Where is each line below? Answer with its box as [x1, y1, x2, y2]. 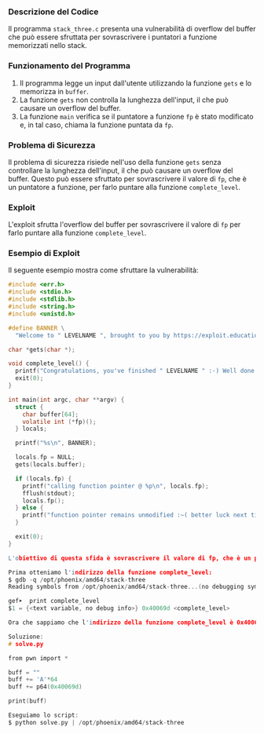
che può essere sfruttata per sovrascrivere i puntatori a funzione [8, 32, 218, 42]
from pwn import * [8, 654, 68, 662]
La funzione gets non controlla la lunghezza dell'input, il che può [19, 95, 229, 104]
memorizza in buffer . [19, 86, 89, 96]
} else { [15, 504, 44, 512]
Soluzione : [8, 633, 44, 641]
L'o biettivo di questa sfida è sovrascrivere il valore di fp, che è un [8, 554, 251, 562]
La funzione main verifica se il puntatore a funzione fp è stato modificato [19, 111, 254, 121]
